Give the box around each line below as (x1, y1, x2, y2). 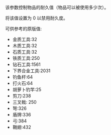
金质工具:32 (12, 37, 38, 42)
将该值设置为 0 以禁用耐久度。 (5, 15, 68, 21)
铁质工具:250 (12, 55, 40, 61)
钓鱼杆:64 (12, 74, 33, 80)
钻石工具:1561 (12, 62, 41, 67)
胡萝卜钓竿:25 (12, 87, 42, 92)
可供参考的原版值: (5, 26, 42, 32)
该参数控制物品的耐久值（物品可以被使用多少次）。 (5, 5, 109, 10)
